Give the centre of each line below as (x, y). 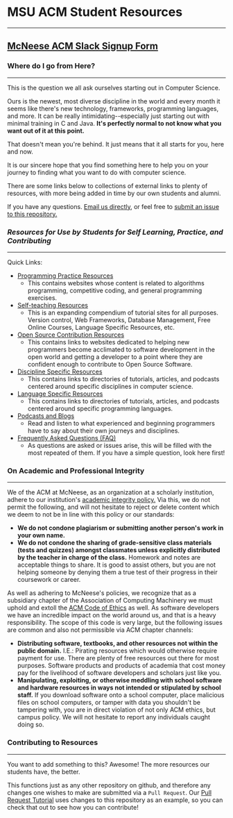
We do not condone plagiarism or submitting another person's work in (120, 528)
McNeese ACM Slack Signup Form (83, 46)
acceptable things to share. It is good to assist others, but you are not (116, 565)
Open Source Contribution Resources (71, 335)
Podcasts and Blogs (46, 416)
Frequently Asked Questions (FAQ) (67, 437)
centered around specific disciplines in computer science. (110, 386)
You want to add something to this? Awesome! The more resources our (109, 764)
